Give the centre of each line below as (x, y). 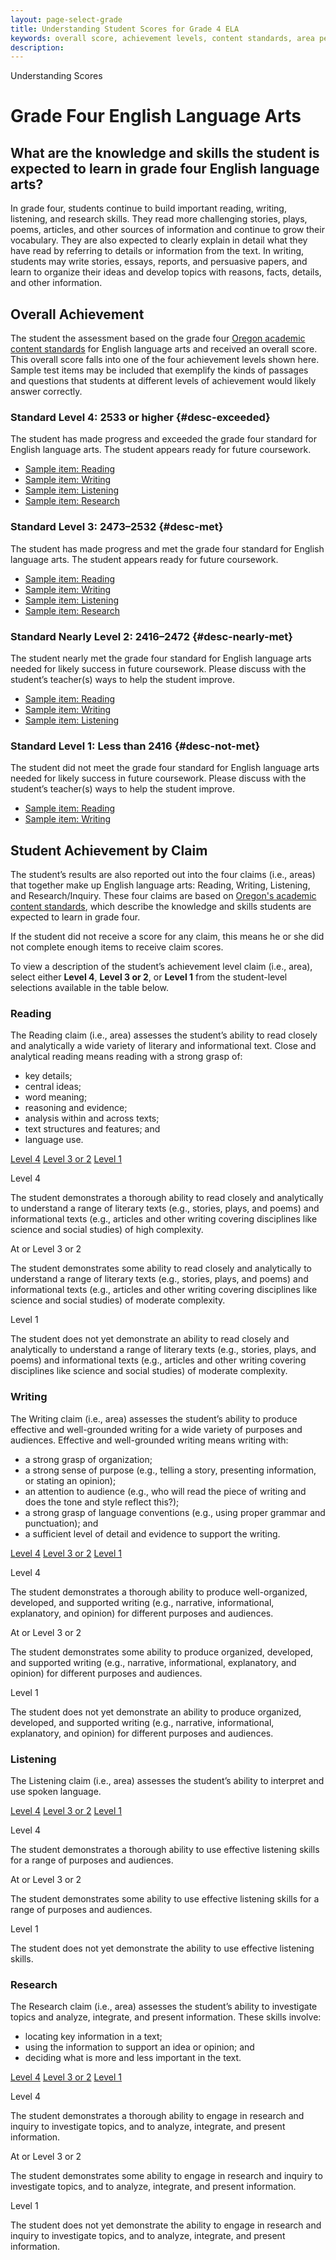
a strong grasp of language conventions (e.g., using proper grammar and (175, 1512)
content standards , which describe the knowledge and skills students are (161, 907)
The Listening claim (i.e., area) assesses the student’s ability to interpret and (167, 1780)
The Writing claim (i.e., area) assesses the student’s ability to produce (154, 1418)
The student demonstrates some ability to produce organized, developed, (162, 1652)
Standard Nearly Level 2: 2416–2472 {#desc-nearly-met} (151, 636)
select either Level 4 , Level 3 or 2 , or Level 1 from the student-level (149, 977)
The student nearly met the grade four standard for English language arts (161, 658)
